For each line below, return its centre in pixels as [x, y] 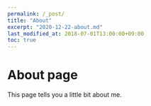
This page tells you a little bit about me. [65, 95]
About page [43, 75]
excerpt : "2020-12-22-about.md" [55, 27]
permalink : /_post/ [36, 14]
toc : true [22, 40]
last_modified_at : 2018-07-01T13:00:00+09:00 [75, 34]
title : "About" [30, 20]
